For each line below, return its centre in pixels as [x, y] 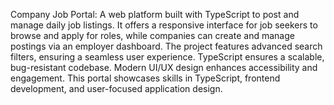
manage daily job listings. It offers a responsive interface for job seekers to [164, 25]
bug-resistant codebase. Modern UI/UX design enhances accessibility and [164, 67]
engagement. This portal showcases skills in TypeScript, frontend [145, 78]
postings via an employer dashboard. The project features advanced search [166, 46]
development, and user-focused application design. [116, 88]
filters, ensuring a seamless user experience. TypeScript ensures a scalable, [167, 57]
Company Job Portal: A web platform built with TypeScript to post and [155, 14]
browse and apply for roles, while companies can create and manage [152, 35]
